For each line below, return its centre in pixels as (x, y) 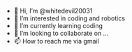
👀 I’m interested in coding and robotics (69, 18)
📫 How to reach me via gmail (56, 41)
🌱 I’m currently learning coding (58, 26)
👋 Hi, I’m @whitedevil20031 (53, 11)
